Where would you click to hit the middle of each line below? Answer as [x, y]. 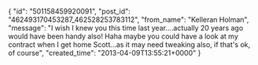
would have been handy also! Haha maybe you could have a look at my [123, 36]
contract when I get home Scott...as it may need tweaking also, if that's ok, [129, 45]
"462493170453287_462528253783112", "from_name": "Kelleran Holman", [129, 20]
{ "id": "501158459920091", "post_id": [70, 11]
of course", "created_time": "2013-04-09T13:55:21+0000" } [105, 53]
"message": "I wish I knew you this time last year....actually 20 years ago [126, 28]
